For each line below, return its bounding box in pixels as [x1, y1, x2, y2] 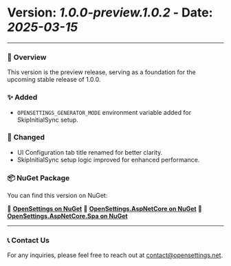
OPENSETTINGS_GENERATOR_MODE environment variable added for [16, 108, 191, 116]
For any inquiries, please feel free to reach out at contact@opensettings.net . [7, 251, 223, 259]
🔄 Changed [7, 133, 45, 142]
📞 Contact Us [7, 236, 50, 245]
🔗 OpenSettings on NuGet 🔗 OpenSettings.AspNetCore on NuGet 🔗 [7, 205, 203, 213]
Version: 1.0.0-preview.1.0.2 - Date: [7, 5, 213, 21]
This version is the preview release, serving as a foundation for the [7, 68, 196, 76]
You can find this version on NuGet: [7, 191, 108, 200]
